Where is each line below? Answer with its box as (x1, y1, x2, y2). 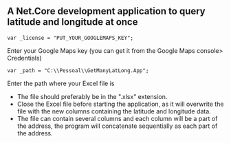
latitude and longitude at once (7, 16, 138, 28)
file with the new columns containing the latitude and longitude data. (16, 107, 211, 115)
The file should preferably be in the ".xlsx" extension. (16, 92, 168, 100)
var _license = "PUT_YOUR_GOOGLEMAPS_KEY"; (7, 34, 134, 41)
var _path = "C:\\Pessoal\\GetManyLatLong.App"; (7, 67, 149, 74)
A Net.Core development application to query (7, 5, 206, 17)
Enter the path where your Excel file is (7, 79, 115, 87)
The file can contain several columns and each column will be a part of (16, 114, 218, 122)
